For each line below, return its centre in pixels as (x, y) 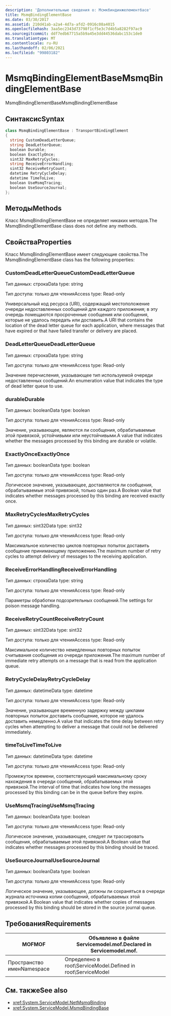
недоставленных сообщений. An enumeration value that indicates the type (84, 380)
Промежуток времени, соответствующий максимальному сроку (76, 776)
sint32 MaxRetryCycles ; (35, 159)
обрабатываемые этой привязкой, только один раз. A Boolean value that (83, 490)
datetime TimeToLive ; (33, 178)
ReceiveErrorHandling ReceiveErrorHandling (61, 569)
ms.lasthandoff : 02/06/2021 (35, 48)
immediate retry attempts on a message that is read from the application (81, 661)
